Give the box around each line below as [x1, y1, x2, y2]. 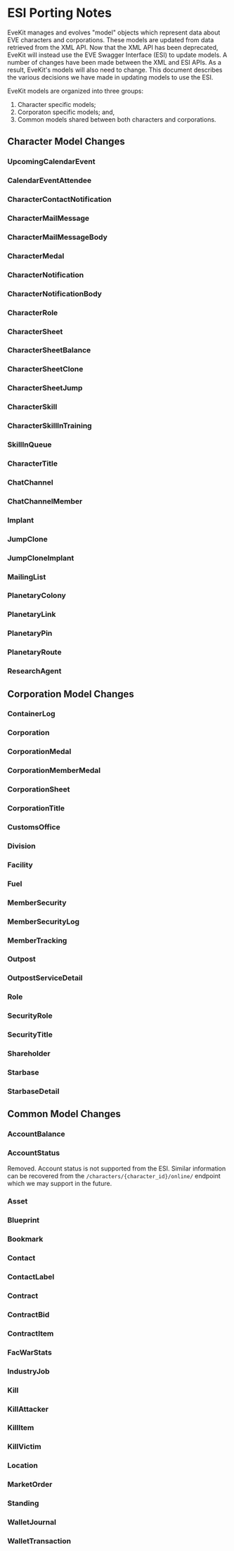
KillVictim [7, 1442, 41, 1452]
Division [7, 841, 37, 850]
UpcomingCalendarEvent [7, 157, 96, 167]
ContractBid [7, 1310, 50, 1320]
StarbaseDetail [7, 1086, 60, 1096]
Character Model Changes [7, 136, 125, 148]
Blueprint [7, 1215, 40, 1225]
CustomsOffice [7, 822, 61, 831]
